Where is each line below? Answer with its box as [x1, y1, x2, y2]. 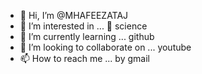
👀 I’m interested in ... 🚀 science [19, 20, 148, 32]
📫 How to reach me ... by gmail [19, 53, 150, 64]
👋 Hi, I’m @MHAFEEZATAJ [19, 10, 129, 21]
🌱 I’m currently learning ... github [19, 31, 155, 42]
